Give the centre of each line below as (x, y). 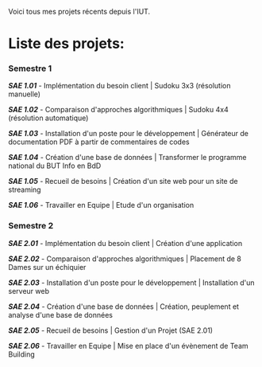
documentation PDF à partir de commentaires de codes (99, 142)
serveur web (29, 291)
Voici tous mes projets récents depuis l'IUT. (79, 12)
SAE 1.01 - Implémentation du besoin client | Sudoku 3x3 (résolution (119, 86)
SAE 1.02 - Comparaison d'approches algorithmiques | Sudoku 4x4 (118, 110)
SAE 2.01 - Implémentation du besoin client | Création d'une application (125, 243)
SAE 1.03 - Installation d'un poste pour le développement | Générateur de (128, 134)
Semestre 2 (31, 226)
